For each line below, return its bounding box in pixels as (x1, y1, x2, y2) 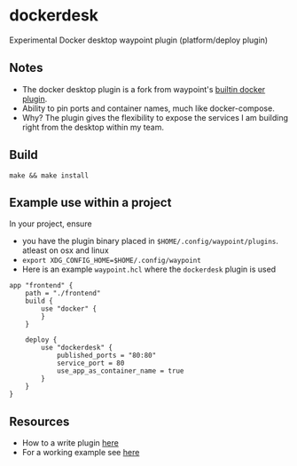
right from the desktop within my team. (21, 122, 164, 132)
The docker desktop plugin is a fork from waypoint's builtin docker (21, 83, 266, 94)
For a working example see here (21, 447, 140, 458)
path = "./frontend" (25, 289, 101, 298)
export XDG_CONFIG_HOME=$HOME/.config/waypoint (21, 257, 201, 265)
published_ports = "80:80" (56, 351, 157, 360)
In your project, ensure (9, 218, 92, 229)
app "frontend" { (9, 281, 74, 290)
